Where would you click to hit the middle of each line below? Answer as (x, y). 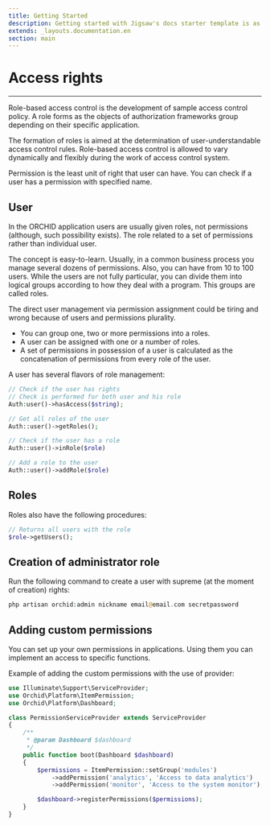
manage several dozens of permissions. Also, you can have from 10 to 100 (131, 268)
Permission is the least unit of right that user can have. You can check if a (130, 173)
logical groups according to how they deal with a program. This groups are (132, 285)
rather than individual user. (53, 244)
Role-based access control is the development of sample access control (128, 108)
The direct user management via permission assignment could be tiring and (133, 309)
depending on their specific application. (74, 125)
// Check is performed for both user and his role (95, 396)
